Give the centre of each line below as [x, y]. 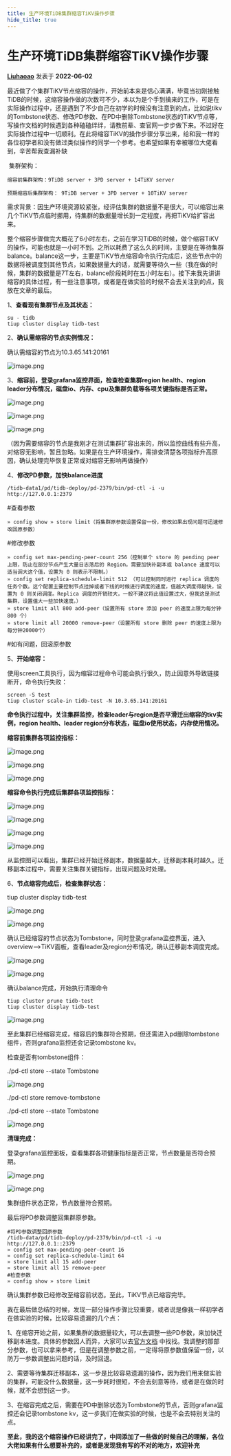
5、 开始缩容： [27, 659]
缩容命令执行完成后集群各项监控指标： [61, 792]
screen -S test [29, 695]
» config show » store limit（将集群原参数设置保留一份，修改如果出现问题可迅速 [113, 522]
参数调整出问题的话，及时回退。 [70, 1358]
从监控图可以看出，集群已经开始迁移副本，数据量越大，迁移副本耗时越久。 [112, 860]
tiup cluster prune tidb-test [51, 1001]
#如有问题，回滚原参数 [39, 644]
